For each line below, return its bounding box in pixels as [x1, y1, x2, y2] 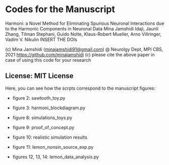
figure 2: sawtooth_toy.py [12, 95, 66, 101]
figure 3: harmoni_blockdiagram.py [12, 105, 86, 111]
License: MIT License [5, 72, 74, 80]
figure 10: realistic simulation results [12, 134, 87, 140]
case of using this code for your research [5, 57, 91, 63]
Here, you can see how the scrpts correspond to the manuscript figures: [5, 85, 155, 91]
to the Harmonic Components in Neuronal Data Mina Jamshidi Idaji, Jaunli [5, 25, 159, 31]
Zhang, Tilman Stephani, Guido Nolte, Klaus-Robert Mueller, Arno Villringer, [5, 31, 161, 37]
